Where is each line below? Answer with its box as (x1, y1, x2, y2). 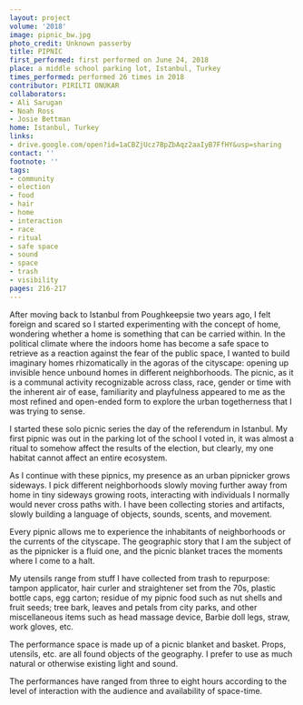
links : (9, 132, 34, 141)
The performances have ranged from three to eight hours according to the (9, 675, 288, 687)
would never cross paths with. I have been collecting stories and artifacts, (9, 499, 286, 509)
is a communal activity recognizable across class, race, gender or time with (9, 377, 292, 388)
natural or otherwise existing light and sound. (9, 658, 179, 669)
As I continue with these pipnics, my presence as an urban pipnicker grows (9, 469, 290, 480)
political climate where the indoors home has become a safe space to (9, 337, 269, 348)
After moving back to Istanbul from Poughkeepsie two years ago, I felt (9, 308, 271, 319)
